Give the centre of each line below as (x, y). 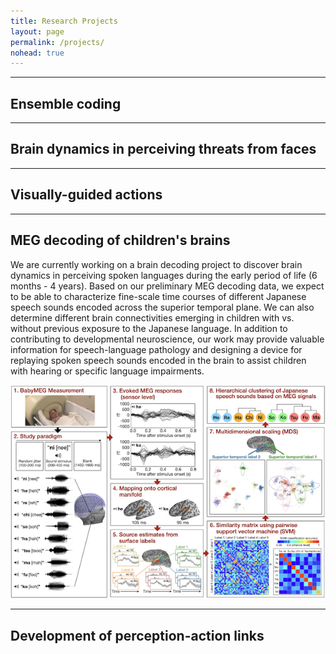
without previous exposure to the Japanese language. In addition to (149, 328)
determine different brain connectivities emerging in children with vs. (152, 317)
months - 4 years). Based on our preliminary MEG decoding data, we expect (167, 286)
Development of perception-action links (137, 635)
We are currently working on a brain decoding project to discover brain (156, 264)
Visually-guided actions (86, 195)
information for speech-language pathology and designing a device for (156, 349)
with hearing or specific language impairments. (107, 371)
